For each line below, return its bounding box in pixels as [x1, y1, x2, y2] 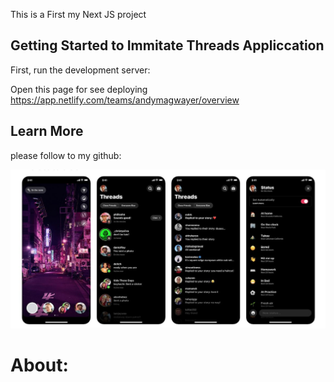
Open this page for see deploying [10, 83, 148, 95]
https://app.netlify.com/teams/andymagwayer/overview [10, 94, 240, 106]
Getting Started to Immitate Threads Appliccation [10, 37, 325, 54]
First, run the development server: [10, 64, 151, 76]
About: [10, 354, 69, 377]
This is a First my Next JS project [10, 9, 147, 20]
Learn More [10, 123, 84, 140]
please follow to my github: [10, 149, 122, 161]
